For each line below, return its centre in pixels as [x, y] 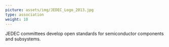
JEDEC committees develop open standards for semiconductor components [85, 34]
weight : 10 [17, 19]
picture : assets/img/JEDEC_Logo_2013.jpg [50, 10]
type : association [25, 15]
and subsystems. [23, 39]
